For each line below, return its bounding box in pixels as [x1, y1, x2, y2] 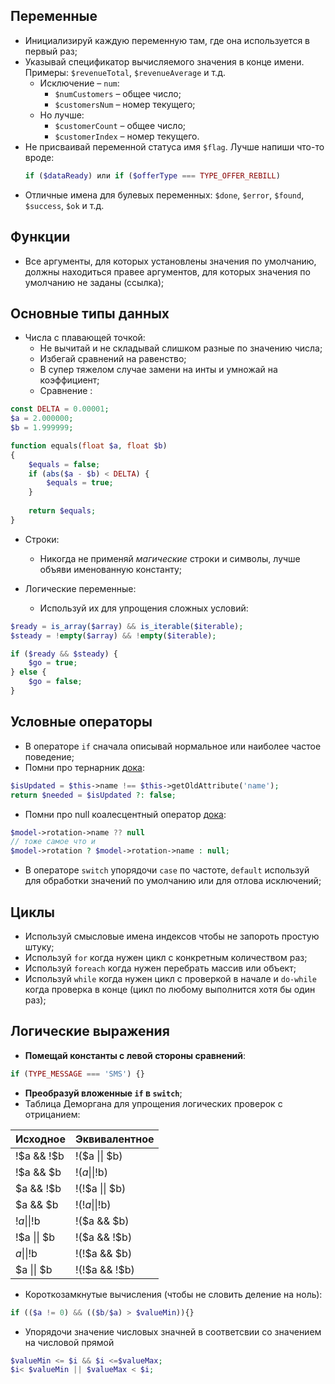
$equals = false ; [28, 459, 101, 469]
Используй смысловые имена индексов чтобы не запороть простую [24, 930, 320, 942]
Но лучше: [39, 109, 85, 121]
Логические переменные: [24, 582, 137, 594]
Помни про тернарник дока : [24, 761, 145, 773]
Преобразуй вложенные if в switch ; [24, 1087, 183, 1099]
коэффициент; [39, 374, 100, 386]
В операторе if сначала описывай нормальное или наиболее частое [24, 740, 322, 752]
